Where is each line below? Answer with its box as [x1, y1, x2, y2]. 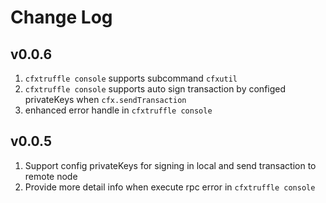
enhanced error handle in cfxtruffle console [24, 104, 213, 116]
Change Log [10, 6, 113, 29]
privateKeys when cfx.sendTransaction [24, 94, 187, 105]
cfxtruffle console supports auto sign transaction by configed [24, 83, 287, 95]
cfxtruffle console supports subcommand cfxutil [24, 72, 238, 84]
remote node [24, 170, 78, 182]
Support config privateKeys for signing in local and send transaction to [24, 159, 317, 171]
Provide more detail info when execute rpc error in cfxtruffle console [24, 181, 316, 193]
